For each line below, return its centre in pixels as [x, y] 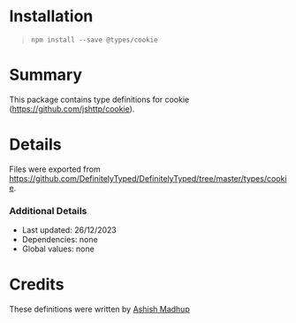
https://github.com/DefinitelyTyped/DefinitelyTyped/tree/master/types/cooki [148, 178]
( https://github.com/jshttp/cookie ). [72, 109]
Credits [37, 285]
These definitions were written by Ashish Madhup [99, 309]
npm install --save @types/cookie [94, 40]
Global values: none [58, 249]
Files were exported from [55, 169]
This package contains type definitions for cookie [99, 99]
